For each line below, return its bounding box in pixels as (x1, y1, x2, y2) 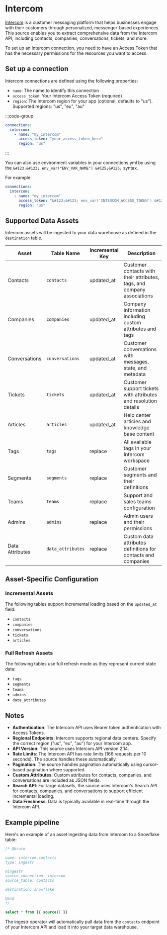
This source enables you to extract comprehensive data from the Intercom (5, 30, 158, 36)
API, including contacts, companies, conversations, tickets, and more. (5, 35, 148, 41)
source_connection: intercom (5, 873, 66, 878)
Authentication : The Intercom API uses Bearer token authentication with (12, 725, 161, 731)
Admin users (123, 513, 153, 520)
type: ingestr (5, 860, 35, 865)
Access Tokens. (12, 730, 45, 736)
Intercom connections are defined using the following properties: (5, 78, 138, 84)
